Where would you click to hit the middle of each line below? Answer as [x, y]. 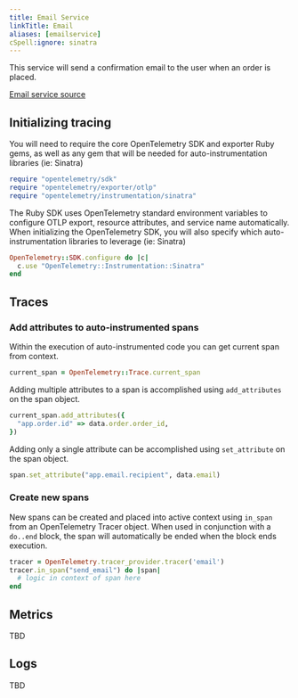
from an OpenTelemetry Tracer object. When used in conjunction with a [140, 526]
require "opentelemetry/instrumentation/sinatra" [103, 196]
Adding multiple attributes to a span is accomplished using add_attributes [145, 390]
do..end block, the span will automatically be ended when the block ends [143, 536]
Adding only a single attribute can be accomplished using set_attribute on [147, 449]
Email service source [48, 94]
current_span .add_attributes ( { [67, 415]
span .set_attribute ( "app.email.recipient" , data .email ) [115, 475]
